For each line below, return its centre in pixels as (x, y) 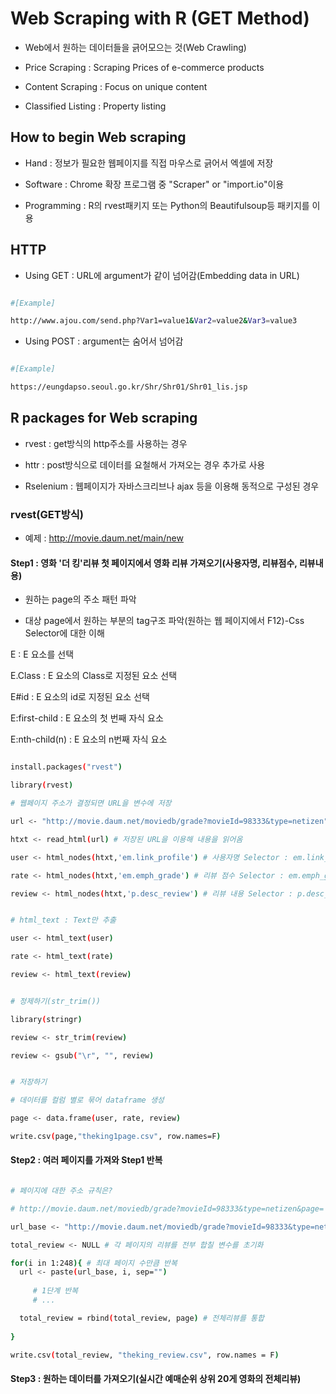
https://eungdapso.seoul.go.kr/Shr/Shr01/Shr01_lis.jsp (129, 387)
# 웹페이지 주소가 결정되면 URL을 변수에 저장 (91, 803)
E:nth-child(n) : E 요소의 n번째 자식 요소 (89, 739)
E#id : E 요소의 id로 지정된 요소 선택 (80, 697)
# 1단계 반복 (55, 1291)
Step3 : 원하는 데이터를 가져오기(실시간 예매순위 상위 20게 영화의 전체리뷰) (156, 1379)
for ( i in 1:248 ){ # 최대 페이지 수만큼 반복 (94, 1263)
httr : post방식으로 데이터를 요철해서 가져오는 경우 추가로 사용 (145, 464)
